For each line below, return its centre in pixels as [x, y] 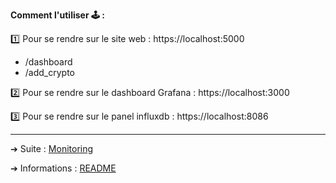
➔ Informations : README [63, 168]
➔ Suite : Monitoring [52, 148]
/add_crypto [49, 72]
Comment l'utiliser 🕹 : [57, 15]
